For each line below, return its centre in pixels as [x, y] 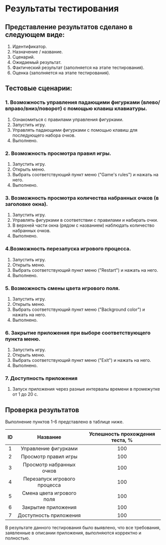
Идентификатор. [29, 47]
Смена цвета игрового [49, 493]
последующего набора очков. [44, 135]
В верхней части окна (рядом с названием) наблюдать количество [83, 225]
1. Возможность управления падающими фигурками [73, 102]
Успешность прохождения [122, 434]
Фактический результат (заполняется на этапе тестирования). [78, 68]
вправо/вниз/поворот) [34, 108]
